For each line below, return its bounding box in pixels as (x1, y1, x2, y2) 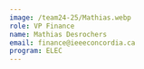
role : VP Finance (9, 22, 75, 30)
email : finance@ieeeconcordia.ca (9, 38, 136, 47)
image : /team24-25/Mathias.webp (9, 13, 131, 22)
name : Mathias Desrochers (9, 30, 107, 39)
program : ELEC (9, 47, 63, 56)
